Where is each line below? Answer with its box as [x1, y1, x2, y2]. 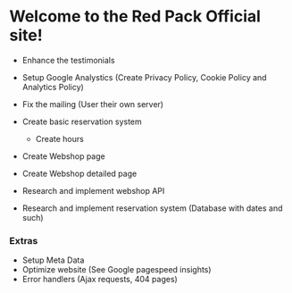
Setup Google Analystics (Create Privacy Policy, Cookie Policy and [21, 71, 267, 82]
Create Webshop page [21, 150, 105, 162]
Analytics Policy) [21, 81, 85, 92]
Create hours [35, 133, 85, 144]
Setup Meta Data [21, 255, 85, 265]
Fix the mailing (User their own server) [21, 98, 163, 109]
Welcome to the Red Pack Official [9, 6, 262, 27]
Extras [9, 234, 38, 247]
